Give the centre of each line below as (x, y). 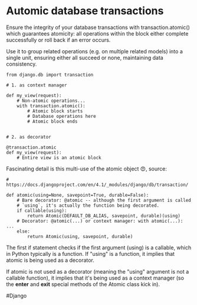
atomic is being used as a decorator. (50, 260)
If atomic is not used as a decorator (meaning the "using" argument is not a (98, 271)
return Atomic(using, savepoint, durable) (80, 236)
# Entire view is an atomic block (59, 158)
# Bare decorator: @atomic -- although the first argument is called (104, 200)
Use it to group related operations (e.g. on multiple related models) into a (94, 51)
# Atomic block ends (52, 121)
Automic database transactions (85, 11)
